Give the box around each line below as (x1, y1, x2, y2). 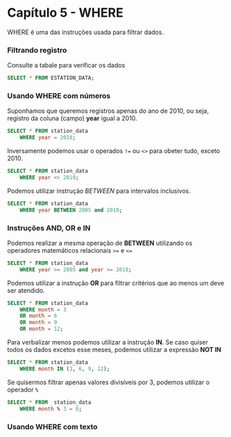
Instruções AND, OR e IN (7, 223, 91, 232)
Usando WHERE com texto (7, 422, 99, 431)
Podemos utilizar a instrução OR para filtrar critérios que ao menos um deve (7, 278, 224, 287)
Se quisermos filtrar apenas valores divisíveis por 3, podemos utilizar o (7, 378, 210, 386)
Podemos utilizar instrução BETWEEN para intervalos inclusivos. (7, 186, 191, 195)
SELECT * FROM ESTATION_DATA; (7, 74, 95, 81)
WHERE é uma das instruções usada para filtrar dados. (7, 28, 164, 36)
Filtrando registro (7, 45, 67, 55)
